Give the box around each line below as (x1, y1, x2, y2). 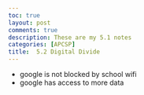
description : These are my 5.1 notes (8, 33, 132, 42)
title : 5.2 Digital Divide (8, 48, 101, 56)
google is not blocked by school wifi (19, 70, 137, 79)
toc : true (8, 11, 41, 20)
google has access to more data (19, 78, 124, 87)
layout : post (8, 19, 51, 27)
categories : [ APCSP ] (8, 41, 76, 49)
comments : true (8, 26, 58, 34)
